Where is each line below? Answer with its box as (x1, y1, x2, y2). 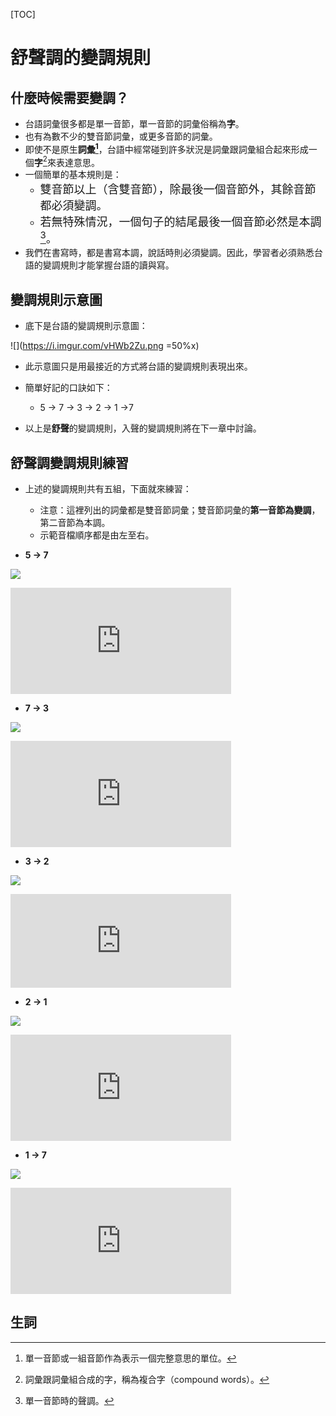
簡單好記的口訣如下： (24, 382, 113, 394)
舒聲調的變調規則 (10, 47, 152, 69)
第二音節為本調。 (39, 516, 111, 528)
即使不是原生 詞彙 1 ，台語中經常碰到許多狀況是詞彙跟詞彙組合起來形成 (24, 142, 309, 155)
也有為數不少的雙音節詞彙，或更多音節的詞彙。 (24, 130, 218, 142)
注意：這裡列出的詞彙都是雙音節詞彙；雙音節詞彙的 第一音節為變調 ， (39, 504, 321, 516)
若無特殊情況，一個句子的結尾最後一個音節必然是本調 (39, 215, 322, 229)
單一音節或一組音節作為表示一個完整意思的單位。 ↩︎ (24, 1352, 237, 1364)
